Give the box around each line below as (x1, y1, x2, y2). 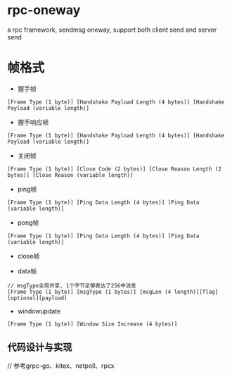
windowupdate (17, 307, 61, 315)
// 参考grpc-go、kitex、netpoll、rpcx (7, 361, 115, 370)
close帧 (17, 252, 40, 260)
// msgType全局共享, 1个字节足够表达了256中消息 (7, 282, 136, 289)
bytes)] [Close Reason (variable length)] (7, 171, 134, 178)
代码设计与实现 (7, 341, 72, 354)
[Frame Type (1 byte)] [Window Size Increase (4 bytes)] (7, 320, 178, 328)
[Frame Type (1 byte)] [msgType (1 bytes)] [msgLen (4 (7, 288, 172, 295)
